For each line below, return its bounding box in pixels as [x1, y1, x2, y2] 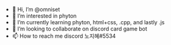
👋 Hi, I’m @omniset [12, 6, 60, 13]
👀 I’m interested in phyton [12, 12, 77, 19]
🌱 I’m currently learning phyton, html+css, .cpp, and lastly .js [12, 19, 165, 26]
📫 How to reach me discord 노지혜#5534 [12, 32, 116, 40]
